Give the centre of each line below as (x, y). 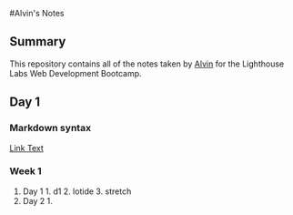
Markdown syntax (51, 128)
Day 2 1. (37, 200)
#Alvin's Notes (37, 13)
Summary (38, 41)
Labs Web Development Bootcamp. (76, 73)
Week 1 (26, 171)
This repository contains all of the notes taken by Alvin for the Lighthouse (147, 64)
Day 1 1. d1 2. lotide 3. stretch (77, 191)
